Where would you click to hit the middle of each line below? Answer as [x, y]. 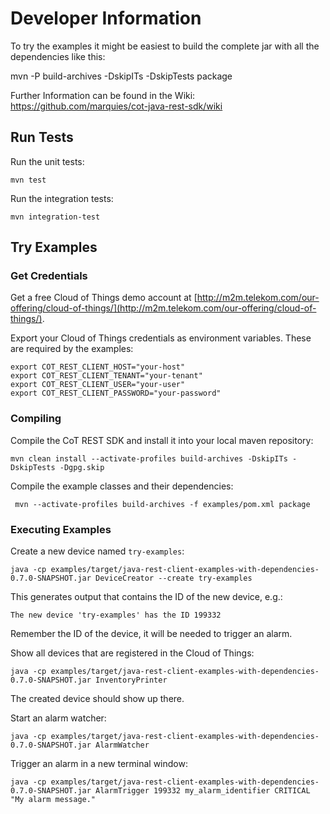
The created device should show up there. [97, 699]
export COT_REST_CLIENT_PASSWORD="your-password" [116, 393]
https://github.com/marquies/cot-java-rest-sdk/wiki [116, 106]
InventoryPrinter [131, 680]
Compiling [36, 419]
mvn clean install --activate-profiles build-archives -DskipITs [149, 458]
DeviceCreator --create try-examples [174, 578]
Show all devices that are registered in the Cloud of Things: [132, 653]
